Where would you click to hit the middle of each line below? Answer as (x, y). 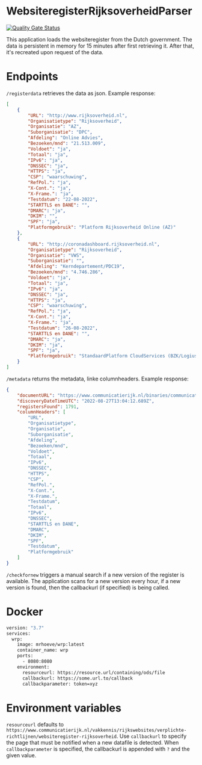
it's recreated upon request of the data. (55, 52)
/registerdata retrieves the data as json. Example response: (81, 93)
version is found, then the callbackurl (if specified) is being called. (88, 587)
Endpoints (32, 77)
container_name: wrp (43, 650)
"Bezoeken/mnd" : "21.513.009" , (67, 143)
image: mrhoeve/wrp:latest (51, 645)
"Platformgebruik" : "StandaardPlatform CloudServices (96, 356)
